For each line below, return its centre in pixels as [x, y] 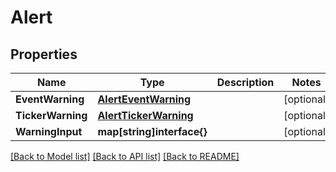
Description [245, 82]
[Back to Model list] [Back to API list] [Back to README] [125, 156]
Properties [44, 54]
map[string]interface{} [152, 131]
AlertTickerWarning [145, 115]
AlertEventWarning [144, 99]
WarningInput [49, 131]
